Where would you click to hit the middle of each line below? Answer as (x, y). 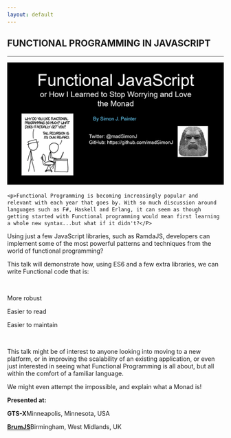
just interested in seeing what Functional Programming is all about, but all (111, 366)
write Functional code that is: (48, 271)
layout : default (30, 14)
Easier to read (27, 312)
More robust (25, 298)
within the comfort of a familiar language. (65, 374)
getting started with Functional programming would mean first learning (113, 217)
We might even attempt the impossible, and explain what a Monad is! (104, 387)
